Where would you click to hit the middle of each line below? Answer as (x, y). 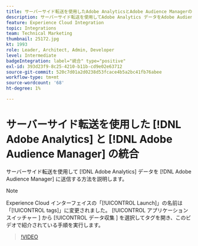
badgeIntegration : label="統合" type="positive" (66, 61)
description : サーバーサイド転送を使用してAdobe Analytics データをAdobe (90, 17)
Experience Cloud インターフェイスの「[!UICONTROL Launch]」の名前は (94, 203)
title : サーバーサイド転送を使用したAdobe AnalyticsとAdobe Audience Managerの (99, 12)
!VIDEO (29, 237)
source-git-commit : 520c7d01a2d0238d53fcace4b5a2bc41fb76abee (84, 72)
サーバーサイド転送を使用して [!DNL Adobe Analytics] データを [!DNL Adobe (99, 171)
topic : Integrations (32, 28)
